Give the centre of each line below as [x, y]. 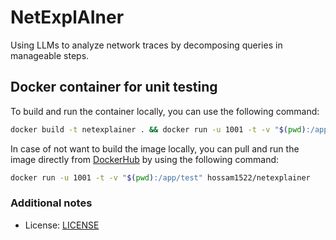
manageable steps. [50, 55]
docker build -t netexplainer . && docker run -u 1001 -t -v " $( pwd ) [158, 129]
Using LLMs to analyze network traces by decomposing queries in [146, 45]
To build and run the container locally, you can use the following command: [165, 111]
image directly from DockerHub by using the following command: [145, 159]
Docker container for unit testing [114, 87]
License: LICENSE [62, 225]
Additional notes [51, 203]
